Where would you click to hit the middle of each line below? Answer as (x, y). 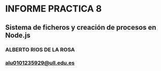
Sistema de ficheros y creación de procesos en (81, 27)
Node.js (18, 35)
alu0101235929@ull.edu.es (40, 63)
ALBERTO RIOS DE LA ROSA (40, 49)
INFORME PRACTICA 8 (54, 9)
